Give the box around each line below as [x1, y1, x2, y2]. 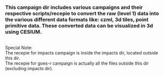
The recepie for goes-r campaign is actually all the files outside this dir [5, 60, 149, 66]
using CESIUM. [5, 28, 42, 35]
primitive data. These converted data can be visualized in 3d [5, 22, 153, 29]
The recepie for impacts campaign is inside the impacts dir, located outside [5, 50, 158, 56]
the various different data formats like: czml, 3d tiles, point [5, 16, 149, 23]
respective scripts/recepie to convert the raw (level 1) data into [5, 10, 159, 17]
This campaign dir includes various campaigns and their [5, 4, 143, 11]
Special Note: [5, 45, 33, 51]
